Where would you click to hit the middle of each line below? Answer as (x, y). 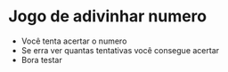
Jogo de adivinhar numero (108, 16)
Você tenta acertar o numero (74, 41)
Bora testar (42, 60)
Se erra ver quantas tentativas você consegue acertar (120, 50)
